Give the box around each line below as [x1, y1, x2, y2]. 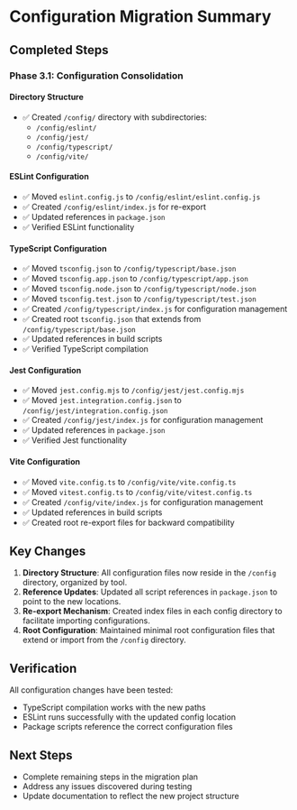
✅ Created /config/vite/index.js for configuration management [22, 496, 264, 507]
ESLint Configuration [9, 171, 90, 182]
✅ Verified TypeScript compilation [22, 344, 148, 354]
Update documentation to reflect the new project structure [22, 790, 240, 801]
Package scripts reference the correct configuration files [22, 722, 233, 732]
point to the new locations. [22, 596, 121, 607]
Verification [9, 660, 77, 676]
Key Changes [9, 543, 86, 558]
